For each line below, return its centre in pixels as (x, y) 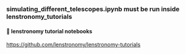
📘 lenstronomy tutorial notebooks (49, 31)
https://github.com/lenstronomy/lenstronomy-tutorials (73, 45)
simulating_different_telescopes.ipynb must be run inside (93, 9)
